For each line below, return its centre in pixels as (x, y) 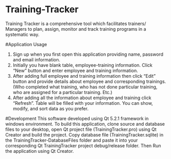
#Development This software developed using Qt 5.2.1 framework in (77, 118)
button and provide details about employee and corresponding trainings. (89, 81)
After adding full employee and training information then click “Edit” (84, 76)
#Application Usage (26, 44)
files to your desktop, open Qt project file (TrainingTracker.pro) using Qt (81, 129)
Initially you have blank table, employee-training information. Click (83, 65)
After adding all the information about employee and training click (82, 98)
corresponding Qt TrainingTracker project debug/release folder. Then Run (83, 145)
